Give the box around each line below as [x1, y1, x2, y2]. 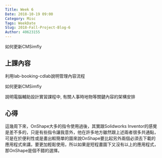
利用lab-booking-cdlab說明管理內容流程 [5, 73, 85, 79]
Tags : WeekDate [5, 20, 36, 26]
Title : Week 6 [5, 7, 34, 12]
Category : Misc [5, 16, 36, 21]
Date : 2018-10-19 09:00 [5, 12, 54, 17]
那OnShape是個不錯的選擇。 [5, 147, 62, 153]
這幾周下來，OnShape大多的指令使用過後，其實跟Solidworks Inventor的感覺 [5, 123, 157, 129]
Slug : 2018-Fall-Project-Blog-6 [5, 25, 71, 30]
